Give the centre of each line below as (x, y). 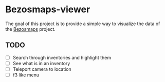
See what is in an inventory (41, 63)
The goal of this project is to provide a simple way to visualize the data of (83, 24)
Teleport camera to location (42, 69)
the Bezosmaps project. (30, 29)
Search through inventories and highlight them (62, 57)
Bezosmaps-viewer (48, 9)
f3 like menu (26, 75)
